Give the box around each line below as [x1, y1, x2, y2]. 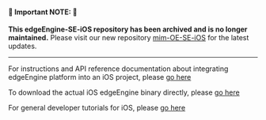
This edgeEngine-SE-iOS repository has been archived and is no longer [8, 24, 248, 34]
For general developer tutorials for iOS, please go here [8, 103, 186, 113]
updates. [8, 41, 37, 51]
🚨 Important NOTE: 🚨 [8, 7, 78, 17]
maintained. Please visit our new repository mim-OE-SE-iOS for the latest [8, 33, 249, 43]
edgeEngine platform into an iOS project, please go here [8, 73, 192, 82]
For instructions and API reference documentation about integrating [8, 64, 229, 73]
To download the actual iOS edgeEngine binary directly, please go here [8, 88, 240, 97]
